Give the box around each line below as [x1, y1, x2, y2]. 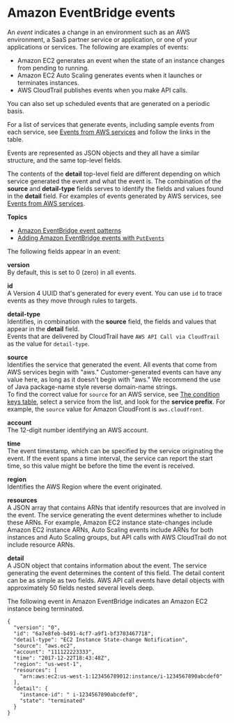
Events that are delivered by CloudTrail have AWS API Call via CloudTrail [7, 332, 220, 340]
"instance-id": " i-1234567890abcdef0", [19, 691, 139, 698]
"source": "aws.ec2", [13, 642, 77, 649]
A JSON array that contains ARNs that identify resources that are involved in [7, 503, 226, 512]
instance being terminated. [7, 604, 84, 613]
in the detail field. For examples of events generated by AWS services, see [7, 192, 221, 200]
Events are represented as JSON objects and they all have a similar [7, 149, 200, 157]
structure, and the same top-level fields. [7, 155, 123, 165]
